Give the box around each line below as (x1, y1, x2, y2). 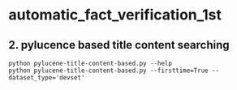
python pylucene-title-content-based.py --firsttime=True (8, 66, 209, 75)
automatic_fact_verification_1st (8, 6, 222, 24)
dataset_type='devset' (8, 74, 85, 82)
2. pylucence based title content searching (8, 38, 230, 52)
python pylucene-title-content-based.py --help (8, 59, 173, 67)
